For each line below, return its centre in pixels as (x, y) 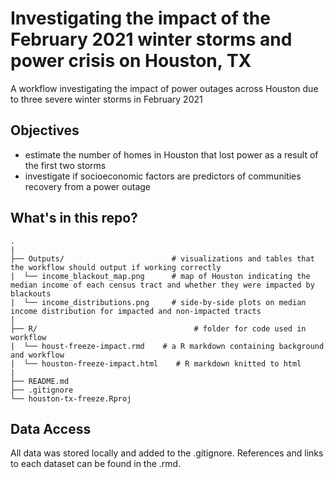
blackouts (31, 293)
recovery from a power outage (88, 186)
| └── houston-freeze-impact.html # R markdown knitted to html (156, 363)
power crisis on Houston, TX (131, 61)
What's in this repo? (74, 218)
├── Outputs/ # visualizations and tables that (162, 258)
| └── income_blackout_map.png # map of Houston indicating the (160, 276)
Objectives (45, 130)
